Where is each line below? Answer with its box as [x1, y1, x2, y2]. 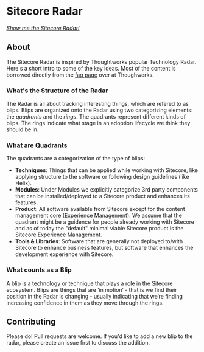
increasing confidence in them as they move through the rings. [6, 299, 164, 306]
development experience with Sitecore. [15, 250, 114, 258]
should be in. [6, 126, 39, 133]
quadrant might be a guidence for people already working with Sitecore [15, 218, 195, 226]
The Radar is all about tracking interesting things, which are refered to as [6, 100, 189, 108]
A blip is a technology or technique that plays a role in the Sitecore [6, 280, 173, 287]
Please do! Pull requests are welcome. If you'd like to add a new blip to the [6, 333, 193, 340]
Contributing [6, 317, 56, 327]
